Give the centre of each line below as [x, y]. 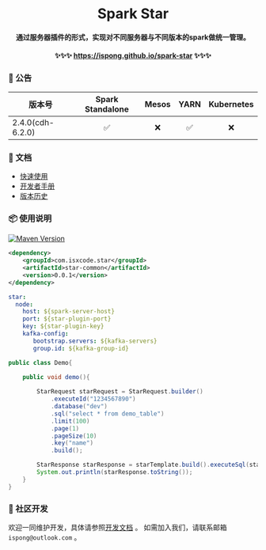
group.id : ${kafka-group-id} [81, 348]
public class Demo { [40, 362]
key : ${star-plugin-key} [63, 326]
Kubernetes [231, 104]
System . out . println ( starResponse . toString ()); [115, 472]
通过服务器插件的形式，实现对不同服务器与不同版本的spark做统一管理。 [133, 37]
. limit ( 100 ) [70, 421]
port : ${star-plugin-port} [67, 319]
